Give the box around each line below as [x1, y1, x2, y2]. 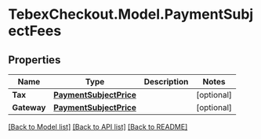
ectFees [8, 22, 62, 40]
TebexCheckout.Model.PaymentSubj [8, 5, 254, 23]
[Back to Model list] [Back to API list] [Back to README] [8, 123, 188, 131]
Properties [8, 53, 61, 66]
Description [143, 77, 189, 87]
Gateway [12, 102, 46, 112]
